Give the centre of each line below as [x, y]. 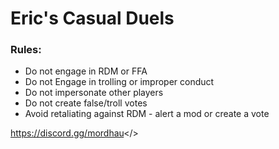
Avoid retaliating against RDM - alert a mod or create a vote [147, 114]
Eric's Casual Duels [92, 18]
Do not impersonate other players [94, 93]
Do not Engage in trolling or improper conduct [119, 82]
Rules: [26, 50]
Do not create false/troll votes [86, 103]
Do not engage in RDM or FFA [86, 71]
